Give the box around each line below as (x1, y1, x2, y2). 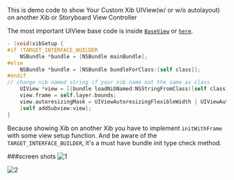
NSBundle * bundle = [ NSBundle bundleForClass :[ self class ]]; (19, 66, 201, 73)
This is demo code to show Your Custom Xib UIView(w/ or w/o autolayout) (7, 6, 221, 14)
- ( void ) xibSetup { (7, 40, 64, 47)
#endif (7, 72, 26, 79)
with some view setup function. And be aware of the (7, 131, 157, 140)
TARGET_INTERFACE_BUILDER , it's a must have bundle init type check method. (7, 138, 221, 147)
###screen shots (7, 152, 56, 161)
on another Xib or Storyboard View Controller (7, 13, 137, 22)
